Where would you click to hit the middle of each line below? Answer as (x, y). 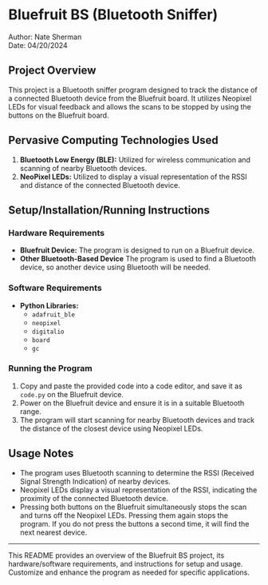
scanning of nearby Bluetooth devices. (83, 168)
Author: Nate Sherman (45, 37)
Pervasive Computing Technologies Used (114, 140)
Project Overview (52, 71)
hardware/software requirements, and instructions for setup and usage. (126, 563)
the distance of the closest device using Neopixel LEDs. (111, 428)
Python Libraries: (49, 305)
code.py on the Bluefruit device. (71, 394)
